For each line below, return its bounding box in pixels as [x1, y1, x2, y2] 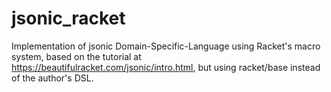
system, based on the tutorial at [11, 50, 142, 62]
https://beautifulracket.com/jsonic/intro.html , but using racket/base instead [11, 61, 321, 73]
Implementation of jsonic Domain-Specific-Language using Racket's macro [11, 40, 321, 52]
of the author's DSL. [11, 72, 94, 84]
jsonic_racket [11, 7, 126, 30]
